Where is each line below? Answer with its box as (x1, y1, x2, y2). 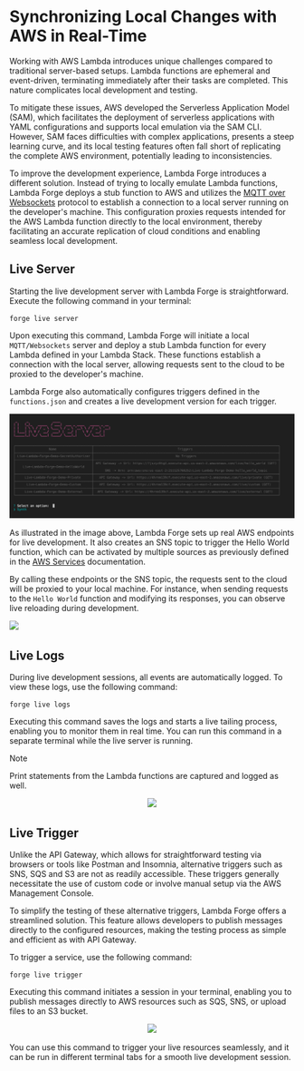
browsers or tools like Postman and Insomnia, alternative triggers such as (9, 859, 283, 870)
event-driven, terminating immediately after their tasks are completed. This (9, 74, 289, 85)
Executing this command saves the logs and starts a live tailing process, (9, 716, 278, 727)
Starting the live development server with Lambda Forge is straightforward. (9, 286, 290, 297)
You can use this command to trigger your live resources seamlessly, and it (9, 1041, 290, 1053)
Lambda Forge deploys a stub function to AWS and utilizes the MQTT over (9, 187, 286, 198)
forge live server (9, 314, 79, 323)
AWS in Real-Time (9, 25, 147, 46)
